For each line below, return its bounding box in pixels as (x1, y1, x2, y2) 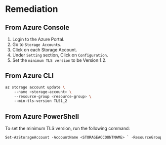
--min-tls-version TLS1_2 (14, 98, 68, 103)
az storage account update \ (5, 85, 65, 90)
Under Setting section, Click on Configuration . (12, 52, 109, 58)
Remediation (5, 3, 58, 15)
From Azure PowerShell (5, 112, 79, 121)
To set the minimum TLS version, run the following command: (5, 125, 130, 132)
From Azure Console (5, 23, 70, 32)
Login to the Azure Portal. (12, 36, 65, 42)
